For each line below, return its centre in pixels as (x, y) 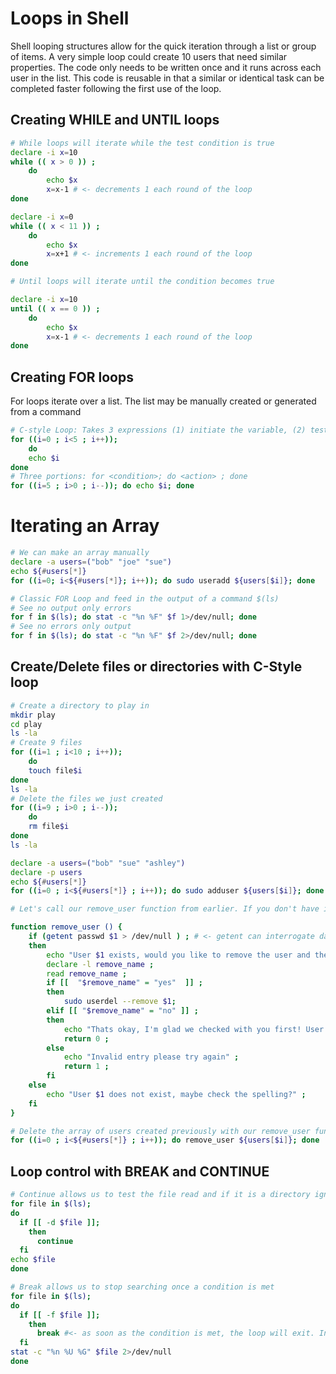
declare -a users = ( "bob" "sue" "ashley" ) (98, 863)
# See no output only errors (71, 608)
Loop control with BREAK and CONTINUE (140, 1171)
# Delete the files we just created (86, 798)
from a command (46, 412)
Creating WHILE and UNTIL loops (115, 120)
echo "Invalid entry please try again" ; (151, 1057)
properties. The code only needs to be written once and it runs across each (166, 67)
